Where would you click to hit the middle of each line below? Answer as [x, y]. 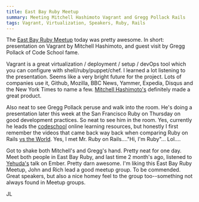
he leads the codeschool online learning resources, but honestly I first [92, 127]
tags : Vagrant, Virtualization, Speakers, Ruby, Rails [76, 23]
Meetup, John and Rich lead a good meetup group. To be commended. [94, 170]
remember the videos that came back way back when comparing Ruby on [97, 133]
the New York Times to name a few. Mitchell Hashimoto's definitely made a [98, 90]
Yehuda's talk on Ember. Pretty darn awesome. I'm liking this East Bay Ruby [99, 163]
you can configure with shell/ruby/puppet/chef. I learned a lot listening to [96, 71]
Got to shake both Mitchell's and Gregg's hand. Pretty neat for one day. [94, 151]
